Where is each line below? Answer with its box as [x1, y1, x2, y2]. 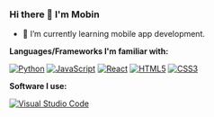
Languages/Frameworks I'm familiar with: [9, 46, 169, 57]
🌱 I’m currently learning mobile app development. [22, 29, 205, 40]
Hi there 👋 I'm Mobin [9, 8, 101, 21]
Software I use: [9, 81, 67, 92]
